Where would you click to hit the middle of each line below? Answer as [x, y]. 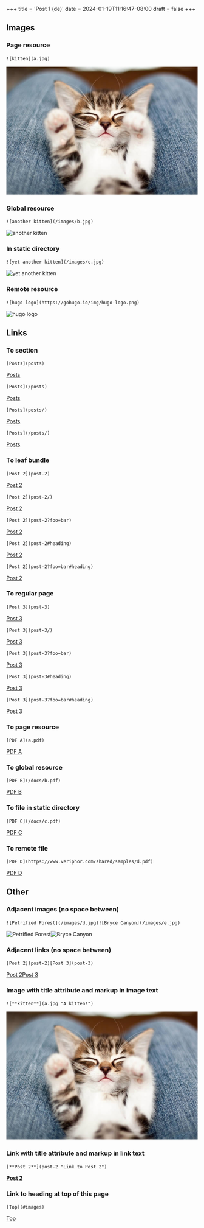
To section [22, 350]
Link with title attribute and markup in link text [75, 1153]
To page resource [33, 727]
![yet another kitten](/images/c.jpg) [55, 262]
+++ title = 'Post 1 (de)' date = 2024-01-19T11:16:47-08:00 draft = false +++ [101, 9]
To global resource [34, 768]
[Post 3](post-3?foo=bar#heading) [50, 700]
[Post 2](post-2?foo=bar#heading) [50, 567]
